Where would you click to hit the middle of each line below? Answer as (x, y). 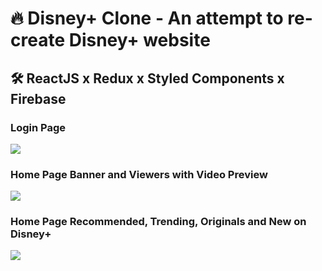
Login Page (38, 127)
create (38, 40)
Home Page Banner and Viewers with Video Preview (139, 174)
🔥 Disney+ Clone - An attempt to (147, 18)
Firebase (38, 98)
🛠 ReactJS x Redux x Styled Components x (147, 78)
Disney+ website (139, 40)
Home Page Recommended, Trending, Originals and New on (158, 222)
